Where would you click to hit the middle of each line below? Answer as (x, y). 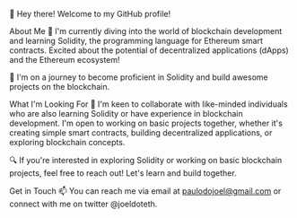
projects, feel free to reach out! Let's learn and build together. (123, 173)
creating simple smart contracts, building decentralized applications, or (141, 133)
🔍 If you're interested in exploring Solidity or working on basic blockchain (146, 160)
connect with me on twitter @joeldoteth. (83, 204)
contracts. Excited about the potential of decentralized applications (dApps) (149, 50)
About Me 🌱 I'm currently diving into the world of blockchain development (146, 31)
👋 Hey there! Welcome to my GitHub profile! (90, 14)
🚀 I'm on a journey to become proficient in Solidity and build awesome (139, 77)
